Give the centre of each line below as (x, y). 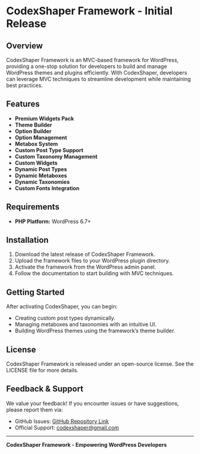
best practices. (24, 85)
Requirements (33, 207)
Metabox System (36, 144)
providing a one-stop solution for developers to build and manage (87, 66)
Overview (25, 46)
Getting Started (35, 292)
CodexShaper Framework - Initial (89, 11)
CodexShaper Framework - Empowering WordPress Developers (87, 444)
